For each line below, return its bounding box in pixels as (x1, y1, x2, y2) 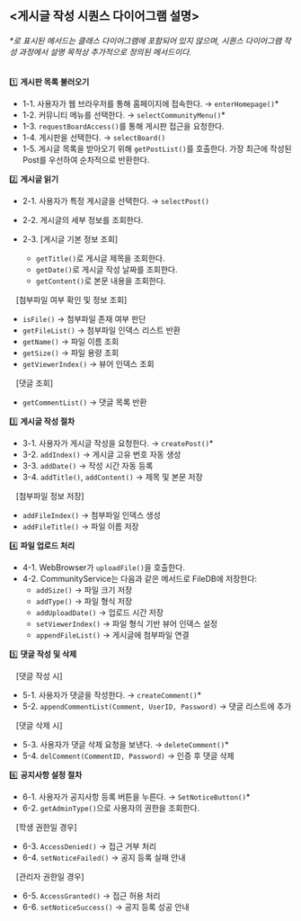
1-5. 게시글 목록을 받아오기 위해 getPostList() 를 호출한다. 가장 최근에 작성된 (22, 143, 292, 154)
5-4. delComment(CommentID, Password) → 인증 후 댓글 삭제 (22, 750, 235, 761)
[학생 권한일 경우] (15, 821, 78, 832)
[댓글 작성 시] (15, 670, 63, 681)
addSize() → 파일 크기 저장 (35, 584, 133, 595)
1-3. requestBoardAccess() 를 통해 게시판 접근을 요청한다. (22, 121, 225, 131)
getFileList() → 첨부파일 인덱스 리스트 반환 (22, 325, 181, 335)
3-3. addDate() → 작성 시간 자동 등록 (22, 460, 154, 470)
